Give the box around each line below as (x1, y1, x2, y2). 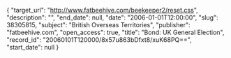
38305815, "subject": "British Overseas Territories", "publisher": (6, 21, 191, 29)
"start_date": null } (6, 43, 59, 51)
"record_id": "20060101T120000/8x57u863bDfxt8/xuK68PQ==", (6, 36, 193, 44)
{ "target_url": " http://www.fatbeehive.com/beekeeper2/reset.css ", (6, 6, 198, 14)
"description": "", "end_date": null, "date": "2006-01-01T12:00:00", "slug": (6, 13, 218, 22)
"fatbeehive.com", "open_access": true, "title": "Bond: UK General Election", (6, 28, 225, 36)
